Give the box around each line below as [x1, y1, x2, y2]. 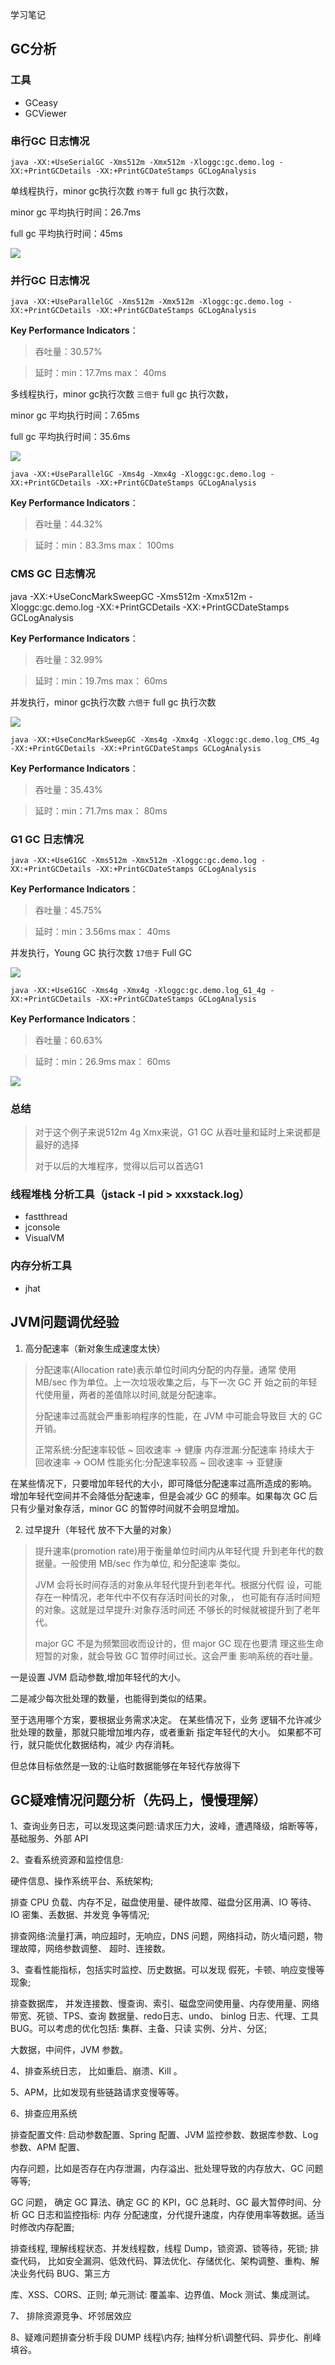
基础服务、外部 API [10, 1833, 89, 1845]
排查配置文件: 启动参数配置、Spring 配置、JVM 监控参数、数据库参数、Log [10, 2129, 319, 2141]
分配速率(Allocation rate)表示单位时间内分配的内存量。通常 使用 [34, 1363, 297, 1375]
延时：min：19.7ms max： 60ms [34, 674, 168, 687]
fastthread [24, 1211, 68, 1223]
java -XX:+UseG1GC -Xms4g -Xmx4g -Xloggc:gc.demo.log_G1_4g [10, 985, 267, 995]
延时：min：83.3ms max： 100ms [34, 539, 175, 552]
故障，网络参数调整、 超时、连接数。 [18, 1943, 171, 1955]
